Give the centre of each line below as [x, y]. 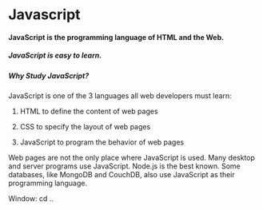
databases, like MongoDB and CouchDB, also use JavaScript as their [122, 175]
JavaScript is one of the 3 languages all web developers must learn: [120, 96]
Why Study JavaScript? [49, 75]
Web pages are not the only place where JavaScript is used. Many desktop [132, 158]
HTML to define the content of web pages [89, 111]
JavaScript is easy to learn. [55, 55]
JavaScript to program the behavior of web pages [102, 142]
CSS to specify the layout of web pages [85, 127]
